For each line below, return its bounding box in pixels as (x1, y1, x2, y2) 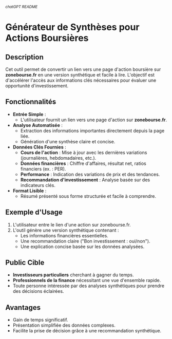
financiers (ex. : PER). (20, 165, 66, 172)
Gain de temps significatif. (12, 317, 68, 323)
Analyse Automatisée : (12, 122, 63, 128)
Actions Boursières (5, 32, 89, 44)
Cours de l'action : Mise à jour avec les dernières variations (20, 149, 147, 156)
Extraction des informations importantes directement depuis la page (20, 127, 165, 134)
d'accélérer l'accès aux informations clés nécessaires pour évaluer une (5, 77, 157, 83)
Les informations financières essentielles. (20, 232, 109, 238)
